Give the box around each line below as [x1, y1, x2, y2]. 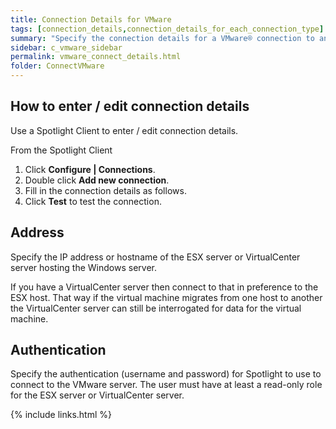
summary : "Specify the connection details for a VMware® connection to [10, 33, 315, 43]
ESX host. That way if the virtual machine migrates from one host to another [10, 291, 323, 303]
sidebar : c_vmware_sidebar [10, 42, 123, 53]
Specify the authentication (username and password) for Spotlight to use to [10, 368, 322, 380]
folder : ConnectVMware [10, 61, 105, 71]
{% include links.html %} [10, 409, 112, 421]
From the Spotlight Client [10, 144, 113, 156]
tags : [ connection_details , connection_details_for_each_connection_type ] [10, 24, 325, 34]
